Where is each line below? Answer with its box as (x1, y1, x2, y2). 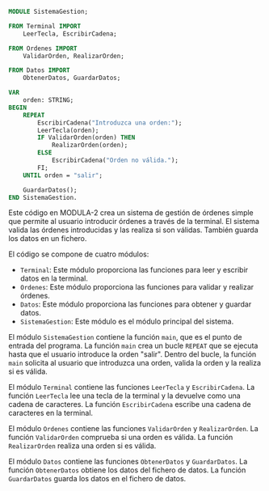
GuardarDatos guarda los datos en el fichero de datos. (8, 474, 187, 484)
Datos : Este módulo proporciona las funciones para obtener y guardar (19, 299, 252, 309)
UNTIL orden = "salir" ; (23, 171, 103, 180)
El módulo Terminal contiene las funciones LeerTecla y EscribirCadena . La (8, 383, 255, 392)
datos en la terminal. (19, 273, 89, 283)
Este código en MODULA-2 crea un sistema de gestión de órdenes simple (8, 208, 254, 218)
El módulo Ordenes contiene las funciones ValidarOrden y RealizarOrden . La (8, 424, 258, 434)
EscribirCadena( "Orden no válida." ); (51, 156, 179, 164)
